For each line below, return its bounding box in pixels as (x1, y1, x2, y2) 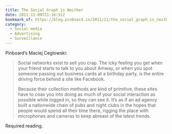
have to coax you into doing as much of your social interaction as (17, 91, 156, 97)
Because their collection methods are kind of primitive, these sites (17, 86, 158, 92)
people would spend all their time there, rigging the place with (17, 108, 149, 114)
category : (5, 21, 27, 27)
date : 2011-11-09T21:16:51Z (5, 12, 66, 17)
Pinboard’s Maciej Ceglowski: (5, 49, 68, 56)
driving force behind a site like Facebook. (17, 76, 105, 82)
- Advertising (10, 31, 40, 36)
